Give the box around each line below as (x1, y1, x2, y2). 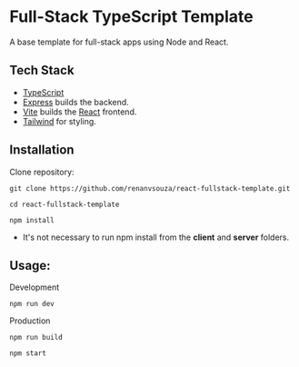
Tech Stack (9, 63, 75, 78)
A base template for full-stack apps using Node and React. (9, 36, 229, 47)
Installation (9, 143, 75, 158)
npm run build (9, 333, 64, 342)
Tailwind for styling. (22, 115, 97, 126)
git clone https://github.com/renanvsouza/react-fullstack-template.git (9, 183, 291, 193)
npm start (9, 349, 47, 358)
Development (9, 282, 60, 293)
